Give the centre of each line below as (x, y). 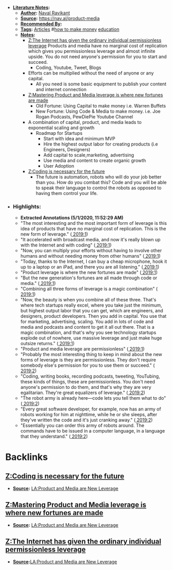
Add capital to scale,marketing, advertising (89, 155)
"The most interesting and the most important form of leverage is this (93, 223)
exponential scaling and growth (61, 128)
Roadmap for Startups (59, 133)
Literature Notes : (31, 7)
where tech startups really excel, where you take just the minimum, (91, 305)
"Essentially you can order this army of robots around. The (82, 425)
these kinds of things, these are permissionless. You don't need (88, 382)
